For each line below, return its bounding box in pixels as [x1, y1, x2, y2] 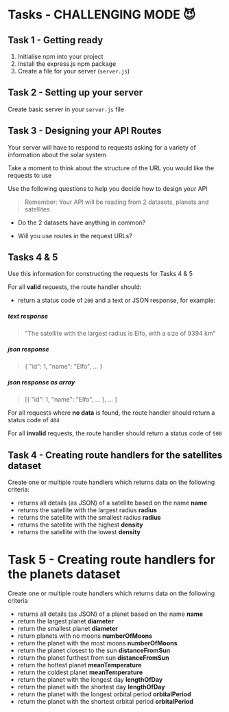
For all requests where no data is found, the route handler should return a [8, 409, 215, 417]
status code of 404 [8, 416, 60, 424]
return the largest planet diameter [17, 617, 114, 625]
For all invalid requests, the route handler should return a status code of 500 [8, 429, 222, 437]
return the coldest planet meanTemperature [17, 668, 143, 676]
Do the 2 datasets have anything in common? [17, 218, 146, 227]
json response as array [8, 378, 75, 386]
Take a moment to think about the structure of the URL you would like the [8, 163, 215, 172]
